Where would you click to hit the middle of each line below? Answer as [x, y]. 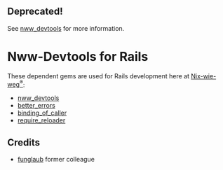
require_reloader [41, 120]
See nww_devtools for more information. [66, 28]
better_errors [36, 106]
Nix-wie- [203, 76]
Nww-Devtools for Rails [78, 57]
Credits [24, 142]
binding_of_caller [42, 113]
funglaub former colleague [56, 160]
